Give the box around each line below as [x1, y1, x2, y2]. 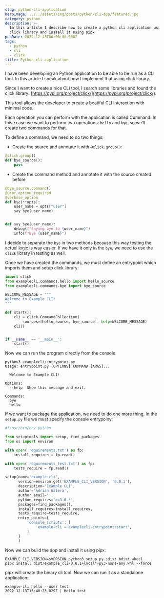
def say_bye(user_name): [5, 222, 56, 227]
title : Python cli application [5, 57, 69, 62]
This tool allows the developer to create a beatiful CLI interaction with [5, 100, 145, 106]
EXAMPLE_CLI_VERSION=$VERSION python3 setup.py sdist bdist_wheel [5, 556, 143, 561]
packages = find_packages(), [18, 502, 73, 507]
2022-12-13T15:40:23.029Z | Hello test [5, 588, 86, 593]
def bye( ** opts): [5, 199, 41, 204]
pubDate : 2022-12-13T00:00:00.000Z [5, 35, 78, 40]
